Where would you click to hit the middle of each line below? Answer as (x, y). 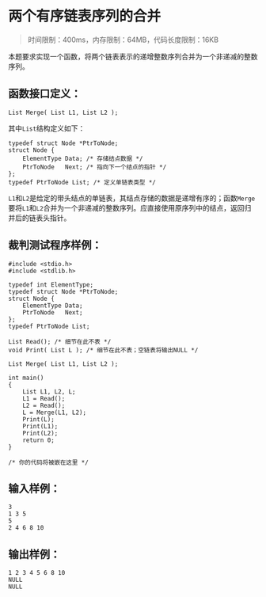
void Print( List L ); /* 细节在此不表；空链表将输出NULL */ (103, 350)
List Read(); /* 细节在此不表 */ (60, 341)
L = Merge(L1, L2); (55, 413)
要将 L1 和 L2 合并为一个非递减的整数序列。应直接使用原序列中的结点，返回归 (130, 207)
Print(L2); (40, 433)
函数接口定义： (45, 94)
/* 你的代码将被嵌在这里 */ (48, 462)
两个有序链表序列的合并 (85, 16)
